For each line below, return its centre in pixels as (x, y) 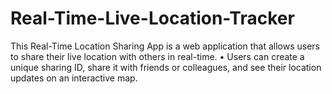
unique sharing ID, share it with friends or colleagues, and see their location (166, 67)
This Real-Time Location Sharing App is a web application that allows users (165, 46)
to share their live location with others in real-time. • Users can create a (157, 56)
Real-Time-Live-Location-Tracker (152, 18)
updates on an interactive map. (74, 78)
